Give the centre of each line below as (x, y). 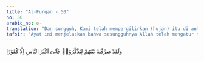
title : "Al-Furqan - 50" (38, 12)
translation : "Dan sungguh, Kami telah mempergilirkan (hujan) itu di (97, 29)
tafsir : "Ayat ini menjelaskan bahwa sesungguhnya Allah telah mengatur (100, 34)
